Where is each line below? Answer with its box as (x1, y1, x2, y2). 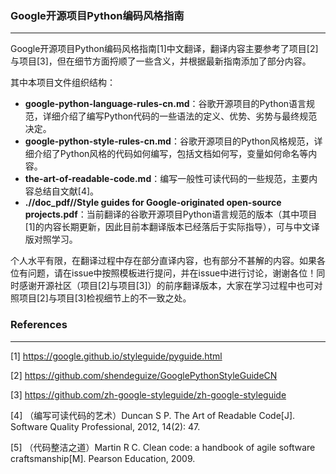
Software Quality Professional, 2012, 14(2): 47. (10, 420, 201, 432)
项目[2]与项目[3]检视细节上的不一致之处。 (18, 292, 192, 304)
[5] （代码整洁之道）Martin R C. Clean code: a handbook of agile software (10, 441, 316, 453)
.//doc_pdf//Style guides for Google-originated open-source (24, 197, 282, 209)
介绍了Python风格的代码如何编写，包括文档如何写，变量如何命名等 (33, 148, 309, 160)
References (10, 318, 68, 332)
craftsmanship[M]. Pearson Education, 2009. (10, 452, 196, 464)
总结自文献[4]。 (33, 185, 100, 197)
